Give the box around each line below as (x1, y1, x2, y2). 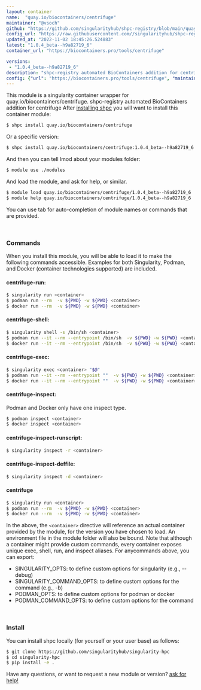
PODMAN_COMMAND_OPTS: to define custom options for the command (14, 597, 194, 604)
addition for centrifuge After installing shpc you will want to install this (6, 104, 178, 111)
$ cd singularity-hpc (6, 654, 60, 660)
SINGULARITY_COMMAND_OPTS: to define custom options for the (14, 578, 179, 585)
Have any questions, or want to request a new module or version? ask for (6, 671, 187, 678)
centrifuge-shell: (6, 316, 50, 323)
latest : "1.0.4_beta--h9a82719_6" (6, 42, 93, 48)
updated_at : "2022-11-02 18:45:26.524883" (6, 37, 114, 42)
